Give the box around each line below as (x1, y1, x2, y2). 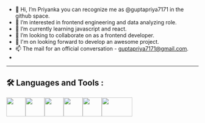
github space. (15, 12, 50, 19)
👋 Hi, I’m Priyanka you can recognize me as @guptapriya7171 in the (15, 6, 184, 13)
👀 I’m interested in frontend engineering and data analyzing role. (15, 19, 177, 26)
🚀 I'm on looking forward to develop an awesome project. (15, 38, 160, 45)
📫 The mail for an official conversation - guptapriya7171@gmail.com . (15, 45, 189, 52)
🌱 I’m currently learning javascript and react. (15, 25, 127, 32)
